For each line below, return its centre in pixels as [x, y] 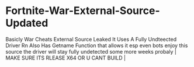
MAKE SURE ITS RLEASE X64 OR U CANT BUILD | [66, 58]
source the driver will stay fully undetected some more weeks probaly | [91, 51]
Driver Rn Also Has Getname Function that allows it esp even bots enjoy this [97, 45]
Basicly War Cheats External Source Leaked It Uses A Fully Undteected [91, 39]
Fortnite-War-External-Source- [83, 11]
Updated [27, 23]
